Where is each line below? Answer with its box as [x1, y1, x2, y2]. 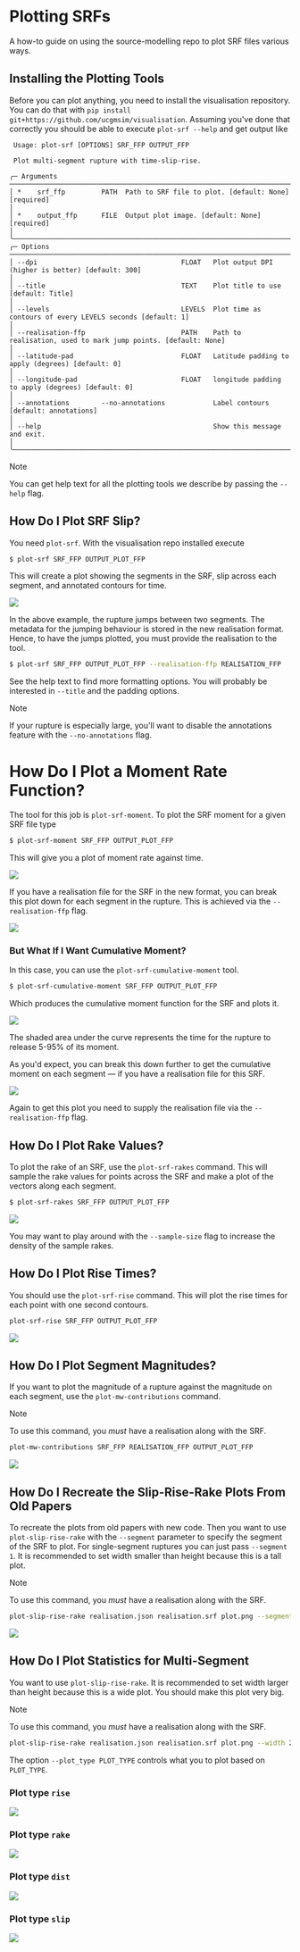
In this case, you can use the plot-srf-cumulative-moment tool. [9, 964, 239, 975]
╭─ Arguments [9, 171, 58, 180]
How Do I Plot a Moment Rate [9, 761, 228, 781]
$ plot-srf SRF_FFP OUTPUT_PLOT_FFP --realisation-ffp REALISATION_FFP [9, 660, 281, 669]
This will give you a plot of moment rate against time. [9, 853, 204, 863]
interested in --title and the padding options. [9, 686, 180, 697]
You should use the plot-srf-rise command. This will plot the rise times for [9, 1289, 288, 1300]
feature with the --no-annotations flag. [9, 730, 153, 740]
